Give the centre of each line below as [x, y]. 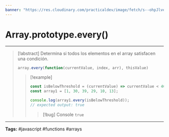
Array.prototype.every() [57, 34]
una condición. [33, 59]
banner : [13, 10]
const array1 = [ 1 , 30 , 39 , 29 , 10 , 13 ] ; [74, 91]
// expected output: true [57, 105]
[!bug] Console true [63, 114]
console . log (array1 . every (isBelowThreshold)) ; [80, 100]
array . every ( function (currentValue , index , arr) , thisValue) [83, 68]
